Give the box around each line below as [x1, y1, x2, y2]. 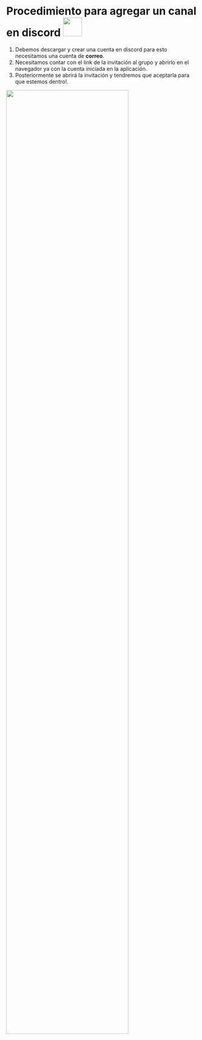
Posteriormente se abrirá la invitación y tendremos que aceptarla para [15, 71, 190, 79]
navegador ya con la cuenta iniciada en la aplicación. [15, 65, 148, 72]
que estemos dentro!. [15, 77, 68, 85]
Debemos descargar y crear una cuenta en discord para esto [15, 45, 168, 53]
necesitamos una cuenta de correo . [15, 52, 105, 59]
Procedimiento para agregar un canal [6, 4, 197, 18]
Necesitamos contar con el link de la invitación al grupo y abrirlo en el [15, 59, 189, 66]
